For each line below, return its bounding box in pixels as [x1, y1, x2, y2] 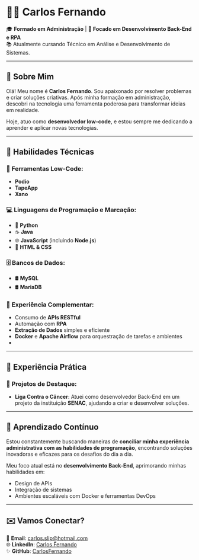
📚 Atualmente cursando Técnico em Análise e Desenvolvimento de [6, 40, 171, 47]
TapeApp [14, 184, 38, 191]
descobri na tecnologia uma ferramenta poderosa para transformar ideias [6, 100, 185, 107]
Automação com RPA [14, 320, 67, 328]
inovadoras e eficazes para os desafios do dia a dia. [6, 450, 133, 457]
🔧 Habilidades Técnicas [6, 147, 95, 157]
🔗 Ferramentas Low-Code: [6, 165, 84, 173]
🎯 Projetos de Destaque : [6, 379, 77, 388]
